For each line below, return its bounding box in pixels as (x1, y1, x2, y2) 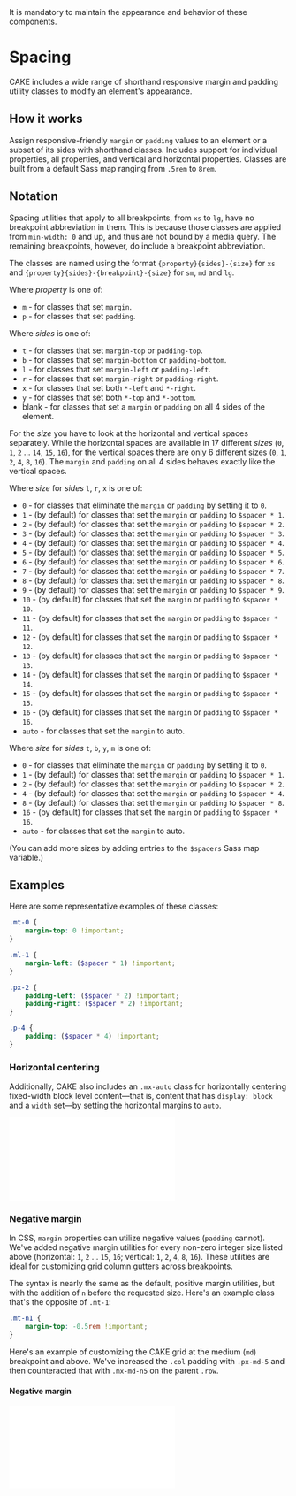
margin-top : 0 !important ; (25, 926, 125, 935)
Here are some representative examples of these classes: (9, 901, 219, 912)
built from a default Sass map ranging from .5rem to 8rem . (9, 163, 217, 173)
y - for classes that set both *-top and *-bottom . (21, 392, 196, 403)
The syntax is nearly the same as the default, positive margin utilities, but (9, 1278, 276, 1289)
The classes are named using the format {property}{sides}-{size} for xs (9, 257, 276, 268)
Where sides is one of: (9, 327, 91, 338)
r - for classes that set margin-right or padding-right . (21, 373, 219, 384)
